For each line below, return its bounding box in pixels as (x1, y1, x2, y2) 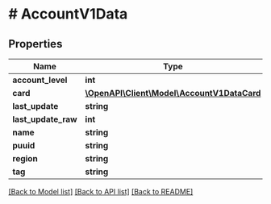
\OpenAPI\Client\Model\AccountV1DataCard (85, 88, 261, 98)
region (12, 153, 38, 164)
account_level (12, 74, 68, 85)
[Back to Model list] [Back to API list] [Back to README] (8, 187, 194, 196)
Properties (8, 37, 63, 51)
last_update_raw (12, 114, 78, 125)
